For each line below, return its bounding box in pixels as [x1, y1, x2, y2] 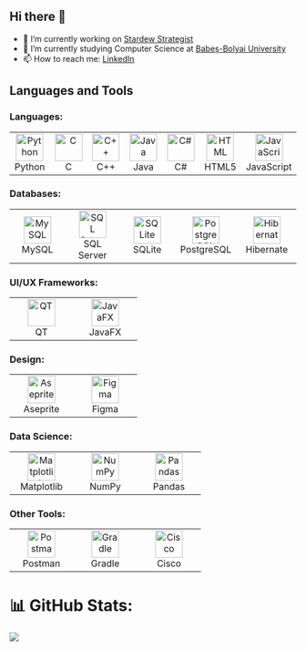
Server [77, 248, 107, 261]
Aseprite [23, 403, 60, 416]
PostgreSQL [179, 243, 232, 255]
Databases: [9, 188, 62, 201]
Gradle [90, 557, 120, 570]
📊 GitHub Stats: [9, 595, 134, 616]
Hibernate [245, 243, 289, 255]
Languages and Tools [9, 83, 134, 98]
